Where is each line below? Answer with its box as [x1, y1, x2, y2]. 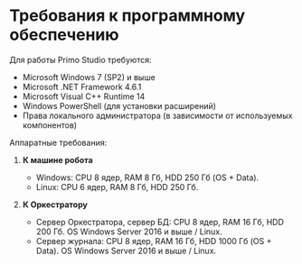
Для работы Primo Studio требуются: [9, 54, 152, 65]
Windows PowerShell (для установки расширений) [22, 100, 217, 111]
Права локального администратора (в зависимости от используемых [22, 110, 293, 121]
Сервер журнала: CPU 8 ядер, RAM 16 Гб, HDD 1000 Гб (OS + [35, 235, 272, 246]
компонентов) [22, 119, 78, 131]
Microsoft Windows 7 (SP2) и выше [22, 71, 156, 82]
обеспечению [9, 24, 119, 45]
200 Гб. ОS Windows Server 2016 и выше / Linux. [35, 226, 223, 237]
